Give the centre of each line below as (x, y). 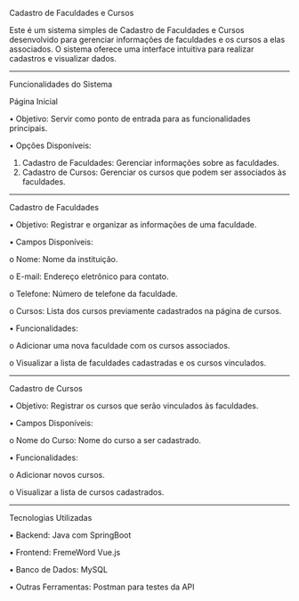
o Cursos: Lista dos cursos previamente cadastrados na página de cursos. (145, 311)
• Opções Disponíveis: (50, 145)
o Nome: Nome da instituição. (64, 259)
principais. (28, 128)
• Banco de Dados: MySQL (59, 569)
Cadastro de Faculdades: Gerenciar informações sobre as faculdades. (150, 163)
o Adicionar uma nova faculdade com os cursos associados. (120, 346)
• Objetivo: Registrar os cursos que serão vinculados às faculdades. (134, 406)
